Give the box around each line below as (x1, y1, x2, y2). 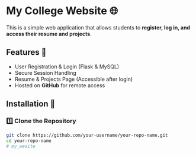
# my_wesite (6, 143, 36, 150)
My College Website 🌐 (6, 4, 118, 18)
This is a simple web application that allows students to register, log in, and (6, 24, 191, 31)
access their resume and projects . (6, 30, 92, 37)
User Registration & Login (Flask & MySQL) (14, 63, 120, 70)
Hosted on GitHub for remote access (14, 81, 105, 89)
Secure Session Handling (14, 69, 77, 76)
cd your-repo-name (6, 138, 52, 144)
